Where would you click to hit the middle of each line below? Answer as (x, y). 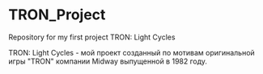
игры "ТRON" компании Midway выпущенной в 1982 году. (108, 61)
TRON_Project (57, 15)
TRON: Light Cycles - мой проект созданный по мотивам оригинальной (131, 52)
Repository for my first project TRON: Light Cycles (92, 37)
